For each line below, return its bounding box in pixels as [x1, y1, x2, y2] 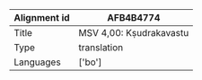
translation [78, 41, 124, 53]
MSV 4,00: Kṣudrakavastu [78, 27, 189, 39]
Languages [13, 56, 61, 68]
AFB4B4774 [107, 12, 161, 23]
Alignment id [13, 12, 70, 23]
